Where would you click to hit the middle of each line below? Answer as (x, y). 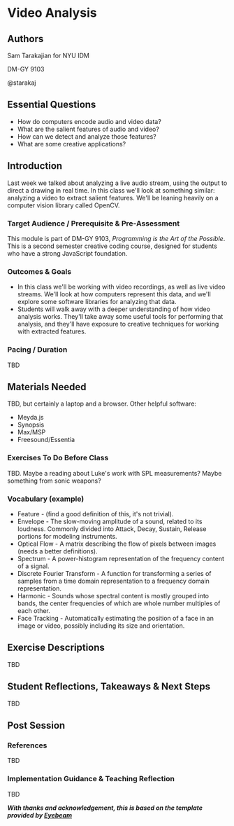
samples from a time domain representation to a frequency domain (113, 581)
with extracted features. (52, 331)
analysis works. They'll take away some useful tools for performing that (120, 317)
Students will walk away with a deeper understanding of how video (114, 309)
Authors (25, 39)
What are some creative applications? (72, 144)
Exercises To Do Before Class (58, 458)
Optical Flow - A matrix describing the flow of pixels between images (117, 544)
